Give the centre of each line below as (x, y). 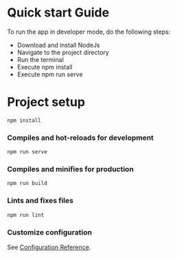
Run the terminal (40, 59)
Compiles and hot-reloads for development (81, 138)
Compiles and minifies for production (70, 169)
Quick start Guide (58, 13)
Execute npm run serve (50, 74)
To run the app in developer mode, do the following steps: (89, 32)
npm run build (27, 184)
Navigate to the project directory (63, 52)
